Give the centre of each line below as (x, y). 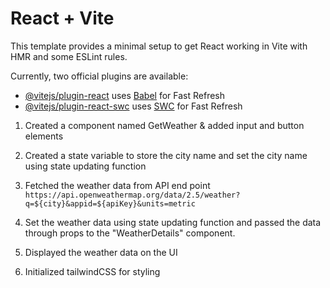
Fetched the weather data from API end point (117, 185)
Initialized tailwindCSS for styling (92, 271)
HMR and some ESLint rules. (69, 56)
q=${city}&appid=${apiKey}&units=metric (110, 203)
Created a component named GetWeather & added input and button (164, 125)
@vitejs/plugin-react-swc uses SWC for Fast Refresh (133, 106)
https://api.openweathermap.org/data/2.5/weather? (132, 195)
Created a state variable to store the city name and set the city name (166, 155)
